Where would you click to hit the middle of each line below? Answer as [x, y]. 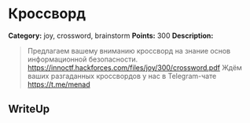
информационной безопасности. [83, 59]
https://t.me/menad [59, 84]
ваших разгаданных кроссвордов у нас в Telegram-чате [122, 76]
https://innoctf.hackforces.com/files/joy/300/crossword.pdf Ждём [134, 67]
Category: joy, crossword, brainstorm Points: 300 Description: [111, 35]
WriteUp [29, 109]
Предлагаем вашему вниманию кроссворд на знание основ [129, 50]
